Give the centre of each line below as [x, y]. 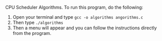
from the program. [32, 33]
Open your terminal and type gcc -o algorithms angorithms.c [78, 17]
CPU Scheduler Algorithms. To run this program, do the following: [74, 7]
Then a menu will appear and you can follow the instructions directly [85, 28]
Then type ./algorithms [38, 23]
